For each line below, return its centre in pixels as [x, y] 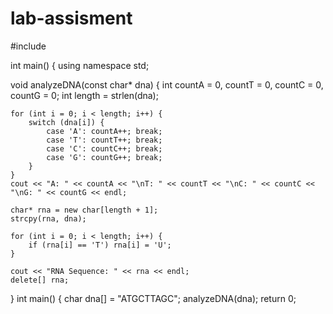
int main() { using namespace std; [80, 65]
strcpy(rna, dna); [48, 218]
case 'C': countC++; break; [104, 148]
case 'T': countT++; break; [104, 140]
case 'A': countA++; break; [104, 131]
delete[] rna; [40, 280]
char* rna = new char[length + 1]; [84, 210]
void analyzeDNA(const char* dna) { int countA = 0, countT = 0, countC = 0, [167, 84]
